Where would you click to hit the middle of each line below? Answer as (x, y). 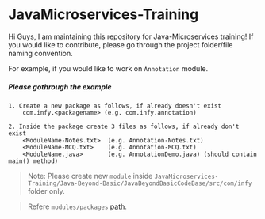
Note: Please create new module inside (90, 176)
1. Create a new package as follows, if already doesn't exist (115, 106)
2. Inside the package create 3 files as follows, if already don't (124, 126)
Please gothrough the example (60, 87)
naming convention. (40, 53)
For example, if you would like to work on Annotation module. (108, 68)
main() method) (33, 161)
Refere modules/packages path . (77, 206)
